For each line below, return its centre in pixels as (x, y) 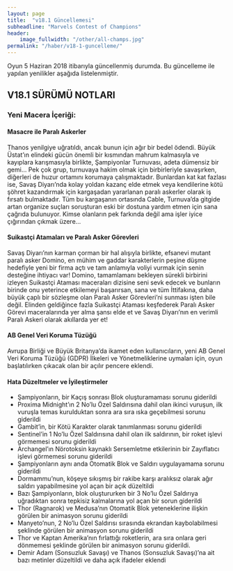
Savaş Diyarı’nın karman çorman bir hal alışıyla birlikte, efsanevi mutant (109, 252)
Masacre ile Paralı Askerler (47, 131)
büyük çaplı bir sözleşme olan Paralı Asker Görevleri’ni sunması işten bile (111, 297)
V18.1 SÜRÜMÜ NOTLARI (62, 95)
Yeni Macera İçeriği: (42, 115)
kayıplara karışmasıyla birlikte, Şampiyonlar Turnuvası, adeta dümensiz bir (113, 162)
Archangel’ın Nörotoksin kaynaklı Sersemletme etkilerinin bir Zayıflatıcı (118, 449)
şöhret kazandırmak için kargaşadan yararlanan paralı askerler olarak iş (109, 192)
